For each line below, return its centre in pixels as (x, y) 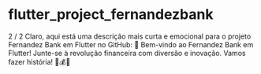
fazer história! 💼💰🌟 (39, 61)
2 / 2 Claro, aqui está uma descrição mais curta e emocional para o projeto (130, 36)
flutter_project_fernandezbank (111, 15)
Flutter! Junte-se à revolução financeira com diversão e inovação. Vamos (127, 53)
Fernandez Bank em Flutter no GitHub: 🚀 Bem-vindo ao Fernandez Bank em (131, 44)
